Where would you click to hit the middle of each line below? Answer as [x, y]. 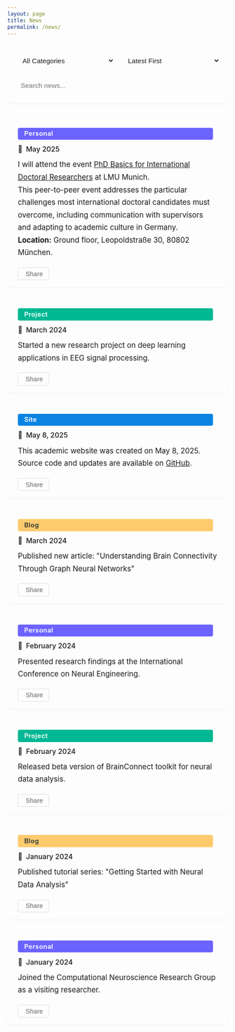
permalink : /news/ [34, 27]
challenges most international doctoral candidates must [114, 203]
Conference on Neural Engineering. [79, 674]
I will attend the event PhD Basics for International [104, 165]
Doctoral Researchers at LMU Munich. [84, 177]
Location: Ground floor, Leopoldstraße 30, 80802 [104, 240]
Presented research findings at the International [100, 661]
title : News [25, 20]
